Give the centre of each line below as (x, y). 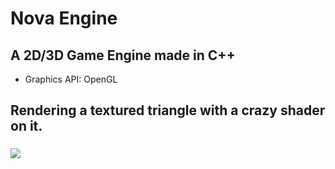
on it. (26, 126)
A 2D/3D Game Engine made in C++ (123, 55)
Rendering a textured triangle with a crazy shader (168, 110)
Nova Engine (64, 18)
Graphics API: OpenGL (71, 79)
